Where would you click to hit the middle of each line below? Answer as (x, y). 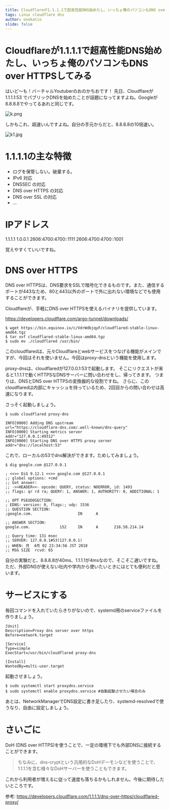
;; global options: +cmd (31, 478)
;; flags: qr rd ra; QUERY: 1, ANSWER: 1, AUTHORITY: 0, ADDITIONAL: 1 (82, 491)
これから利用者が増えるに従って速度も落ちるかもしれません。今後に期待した (85, 779)
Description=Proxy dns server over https (50, 630)
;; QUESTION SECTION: (28, 509)
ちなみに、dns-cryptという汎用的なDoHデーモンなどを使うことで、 (88, 762)
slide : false (19, 24)
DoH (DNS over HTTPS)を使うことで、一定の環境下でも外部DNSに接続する (83, 745)
